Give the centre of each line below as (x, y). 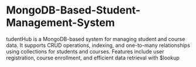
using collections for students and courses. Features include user (85, 51)
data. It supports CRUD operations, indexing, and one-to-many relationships (98, 45)
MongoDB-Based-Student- (73, 10)
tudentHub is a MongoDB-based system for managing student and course (96, 39)
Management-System (61, 23)
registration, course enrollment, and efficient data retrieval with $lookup (93, 58)
